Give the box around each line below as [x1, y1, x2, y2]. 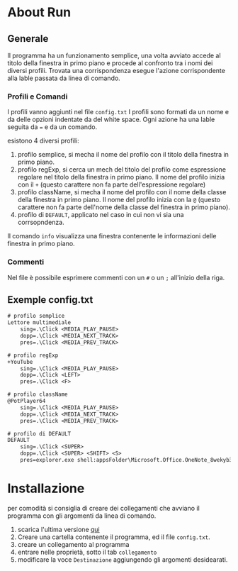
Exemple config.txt [7, 294, 93, 306]
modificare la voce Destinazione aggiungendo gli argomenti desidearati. [17, 555, 228, 564]
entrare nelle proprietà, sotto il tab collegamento [17, 548, 157, 556]
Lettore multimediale [7, 319, 72, 326]
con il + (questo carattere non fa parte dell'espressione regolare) [17, 180, 206, 189]
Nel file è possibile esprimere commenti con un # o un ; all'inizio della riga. [7, 273, 225, 282]
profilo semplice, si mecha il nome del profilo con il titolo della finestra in [17, 150, 229, 159]
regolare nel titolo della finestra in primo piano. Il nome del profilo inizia [17, 173, 225, 182]
